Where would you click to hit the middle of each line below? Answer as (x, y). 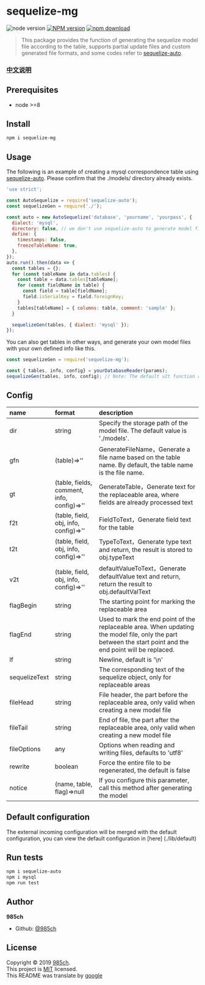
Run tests (25, 857)
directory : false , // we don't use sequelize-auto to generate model (102, 228)
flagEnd (20, 634)
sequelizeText (29, 677)
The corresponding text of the (142, 669)
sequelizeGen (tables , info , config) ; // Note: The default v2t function (101, 377)
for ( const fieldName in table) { (61, 285)
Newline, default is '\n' (131, 660)
